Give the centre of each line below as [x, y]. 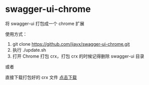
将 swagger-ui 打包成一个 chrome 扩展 [45, 23]
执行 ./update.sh [29, 50]
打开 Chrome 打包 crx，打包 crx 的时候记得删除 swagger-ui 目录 [78, 56]
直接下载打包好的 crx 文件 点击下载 [41, 77]
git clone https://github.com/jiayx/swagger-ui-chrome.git [71, 44]
